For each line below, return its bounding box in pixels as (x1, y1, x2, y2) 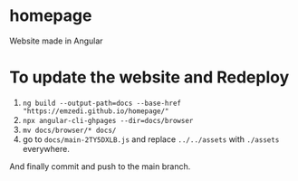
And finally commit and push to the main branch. (9, 160, 191, 172)
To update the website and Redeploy (9, 67, 290, 88)
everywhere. (22, 143, 70, 154)
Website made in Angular (9, 35, 103, 46)
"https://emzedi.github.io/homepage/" (22, 106, 169, 116)
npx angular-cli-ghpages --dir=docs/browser (22, 116, 194, 125)
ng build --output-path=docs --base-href (22, 99, 181, 108)
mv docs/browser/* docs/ (22, 126, 117, 135)
